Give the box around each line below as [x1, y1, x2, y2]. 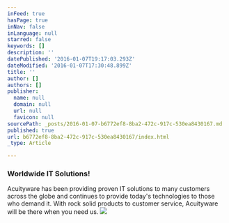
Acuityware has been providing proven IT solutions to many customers [7, 185, 210, 193]
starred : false [7, 36, 52, 43]
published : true [7, 127, 54, 134]
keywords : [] [7, 43, 45, 49]
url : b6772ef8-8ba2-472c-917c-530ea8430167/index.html [7, 133, 170, 140]
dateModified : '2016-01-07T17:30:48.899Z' [7, 62, 132, 69]
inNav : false [7, 23, 45, 30]
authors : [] [7, 82, 42, 89]
